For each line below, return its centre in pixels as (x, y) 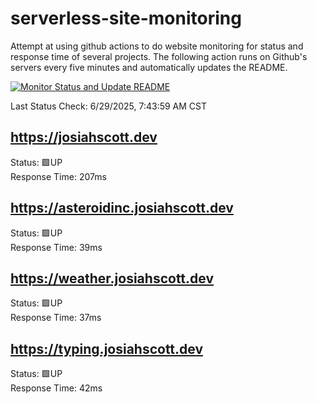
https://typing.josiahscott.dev (107, 348)
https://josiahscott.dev (84, 137)
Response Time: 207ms (58, 176)
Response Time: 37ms (56, 318)
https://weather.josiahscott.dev (112, 278)
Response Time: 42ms (56, 388)
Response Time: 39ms (56, 247)
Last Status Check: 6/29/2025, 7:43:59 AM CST (109, 106)
